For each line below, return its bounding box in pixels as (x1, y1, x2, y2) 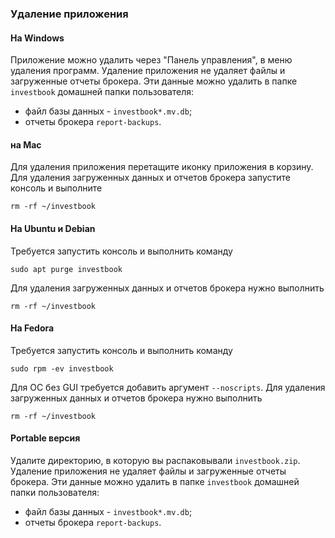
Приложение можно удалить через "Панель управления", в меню (10, 54, 293, 66)
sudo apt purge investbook (10, 264, 123, 274)
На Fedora (10, 322, 55, 334)
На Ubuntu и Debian (10, 222, 96, 234)
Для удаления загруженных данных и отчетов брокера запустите (10, 172, 291, 184)
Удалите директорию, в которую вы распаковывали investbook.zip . (10, 454, 301, 466)
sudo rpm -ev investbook (10, 363, 114, 374)
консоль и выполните (10, 182, 103, 194)
